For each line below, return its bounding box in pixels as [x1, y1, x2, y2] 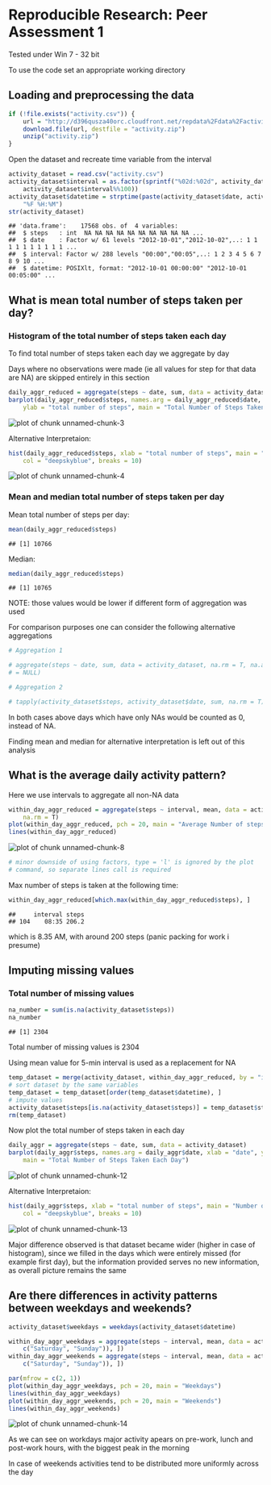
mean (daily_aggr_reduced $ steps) [8, 525, 117, 533]
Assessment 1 [8, 23, 104, 41]
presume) [8, 940, 40, 949]
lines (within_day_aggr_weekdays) [8, 1389, 121, 1397]
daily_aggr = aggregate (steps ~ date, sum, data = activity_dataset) [8, 1141, 248, 1149]
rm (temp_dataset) [8, 1111, 67, 1119]
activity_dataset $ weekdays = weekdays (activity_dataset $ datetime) [8, 1323, 236, 1331]
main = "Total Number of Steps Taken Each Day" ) [23, 1156, 190, 1165]
